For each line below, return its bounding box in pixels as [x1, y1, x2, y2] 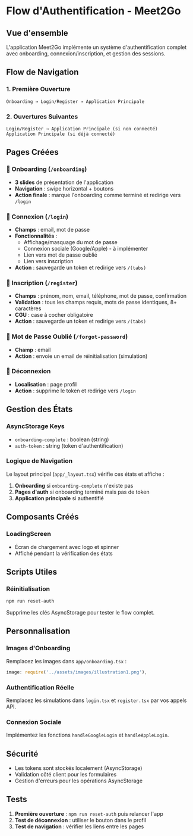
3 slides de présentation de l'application [14, 179, 114, 186]
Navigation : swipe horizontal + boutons [14, 185, 114, 192]
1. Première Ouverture [6, 85, 71, 93]
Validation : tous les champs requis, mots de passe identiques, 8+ [14, 299, 177, 306]
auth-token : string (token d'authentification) [14, 442, 124, 449]
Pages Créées [6, 147, 59, 157]
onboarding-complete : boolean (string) [14, 436, 109, 443]
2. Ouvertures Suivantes [6, 112, 78, 120]
